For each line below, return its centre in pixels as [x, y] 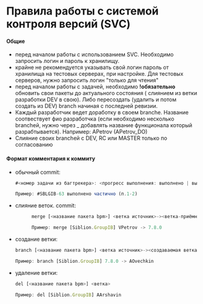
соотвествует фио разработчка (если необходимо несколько [95, 119]
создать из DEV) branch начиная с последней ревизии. [86, 106]
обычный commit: [38, 172]
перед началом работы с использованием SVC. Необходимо [94, 55]
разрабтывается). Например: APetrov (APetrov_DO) [81, 132]
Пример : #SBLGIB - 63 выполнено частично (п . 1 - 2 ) [76, 194]
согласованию [34, 145]
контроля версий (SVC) [68, 24]
